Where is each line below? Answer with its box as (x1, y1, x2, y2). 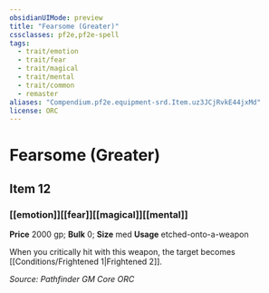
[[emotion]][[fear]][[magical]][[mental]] (9, 208, 188, 220)
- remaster (17, 89, 59, 98)
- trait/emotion (17, 47, 79, 56)
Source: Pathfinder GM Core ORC (9, 274, 135, 285)
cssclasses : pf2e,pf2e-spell (9, 30, 120, 39)
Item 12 (9, 181, 52, 196)
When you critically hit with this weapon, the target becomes (9, 247, 235, 258)
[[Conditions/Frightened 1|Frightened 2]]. (9, 256, 163, 268)
